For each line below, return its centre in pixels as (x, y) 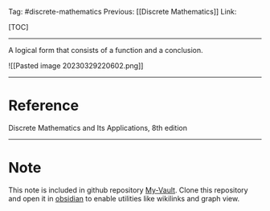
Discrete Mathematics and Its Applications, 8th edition (98, 128)
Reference (43, 105)
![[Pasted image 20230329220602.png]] (76, 66)
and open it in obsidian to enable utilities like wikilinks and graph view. (124, 198)
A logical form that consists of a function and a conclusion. (106, 50)
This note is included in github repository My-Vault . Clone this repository (128, 190)
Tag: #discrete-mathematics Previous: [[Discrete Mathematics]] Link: (123, 12)
